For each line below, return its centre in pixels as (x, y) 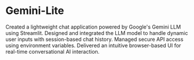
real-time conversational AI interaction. (53, 51)
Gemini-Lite (35, 11)
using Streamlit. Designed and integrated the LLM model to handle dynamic (97, 33)
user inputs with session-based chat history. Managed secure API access (94, 39)
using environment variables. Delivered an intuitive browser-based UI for (93, 45)
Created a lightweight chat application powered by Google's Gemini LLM (93, 27)
